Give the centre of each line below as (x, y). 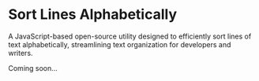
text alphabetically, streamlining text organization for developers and (120, 44)
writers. (21, 53)
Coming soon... (33, 68)
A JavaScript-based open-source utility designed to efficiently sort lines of (130, 36)
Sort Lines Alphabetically (93, 15)
